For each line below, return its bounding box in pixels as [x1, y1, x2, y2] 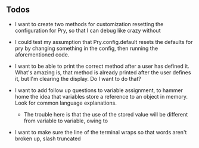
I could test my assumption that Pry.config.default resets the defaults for [14, 38, 193, 45]
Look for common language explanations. [14, 99, 117, 106]
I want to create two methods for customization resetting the [14, 20, 164, 27]
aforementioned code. [14, 51, 70, 58]
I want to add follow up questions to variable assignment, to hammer [14, 86, 184, 94]
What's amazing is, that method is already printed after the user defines [14, 68, 191, 76]
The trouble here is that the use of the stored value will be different [23, 111, 188, 118]
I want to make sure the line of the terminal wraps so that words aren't [14, 128, 187, 136]
